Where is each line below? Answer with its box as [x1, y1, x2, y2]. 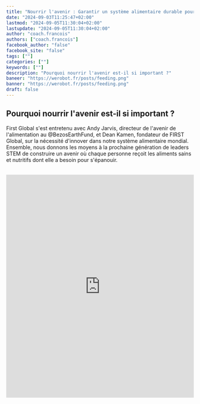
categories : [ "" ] [6, 59, 49, 65]
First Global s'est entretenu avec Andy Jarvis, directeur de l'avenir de [6, 124, 176, 131]
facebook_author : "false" [6, 42, 70, 48]
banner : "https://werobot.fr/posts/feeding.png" [6, 81, 129, 87]
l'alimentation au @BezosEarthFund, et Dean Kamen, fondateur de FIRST [6, 131, 185, 138]
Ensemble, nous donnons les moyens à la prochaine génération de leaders [6, 143, 189, 151]
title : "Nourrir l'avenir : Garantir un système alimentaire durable [6, 8, 183, 15]
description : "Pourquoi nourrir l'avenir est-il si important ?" [6, 70, 171, 76]
